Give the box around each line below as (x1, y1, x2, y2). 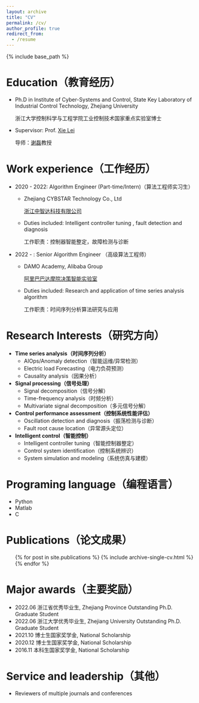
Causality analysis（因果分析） (23, 372, 100, 379)
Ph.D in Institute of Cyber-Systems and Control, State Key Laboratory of (14, 96, 192, 103)
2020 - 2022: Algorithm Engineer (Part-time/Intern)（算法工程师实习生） (14, 183, 194, 190)
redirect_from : (6, 31, 44, 37)
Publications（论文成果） (6, 533, 133, 547)
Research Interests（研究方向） (6, 329, 165, 343)
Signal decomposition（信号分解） (23, 387, 109, 394)
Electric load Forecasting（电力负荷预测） (23, 364, 127, 372)
